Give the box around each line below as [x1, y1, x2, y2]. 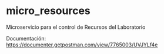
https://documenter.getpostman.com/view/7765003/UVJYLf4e [6, 41, 158, 48]
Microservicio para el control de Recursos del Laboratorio [6, 23, 146, 31]
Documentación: [6, 35, 46, 42]
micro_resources [6, 4, 91, 18]
